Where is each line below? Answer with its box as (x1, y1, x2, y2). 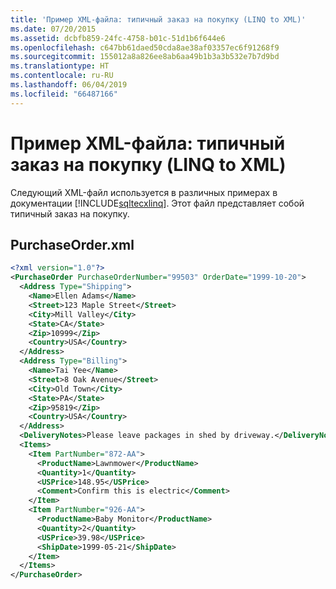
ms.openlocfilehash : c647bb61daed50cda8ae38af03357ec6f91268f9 (10, 42, 280, 53)
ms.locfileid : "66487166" (10, 89, 118, 99)
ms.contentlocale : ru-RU (10, 71, 114, 81)
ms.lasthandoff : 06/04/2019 (10, 80, 128, 90)
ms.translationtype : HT (10, 61, 110, 71)
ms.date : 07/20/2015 (10, 24, 97, 34)
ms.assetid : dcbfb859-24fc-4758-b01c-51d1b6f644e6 (10, 33, 226, 43)
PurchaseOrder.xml (10, 236, 135, 253)
